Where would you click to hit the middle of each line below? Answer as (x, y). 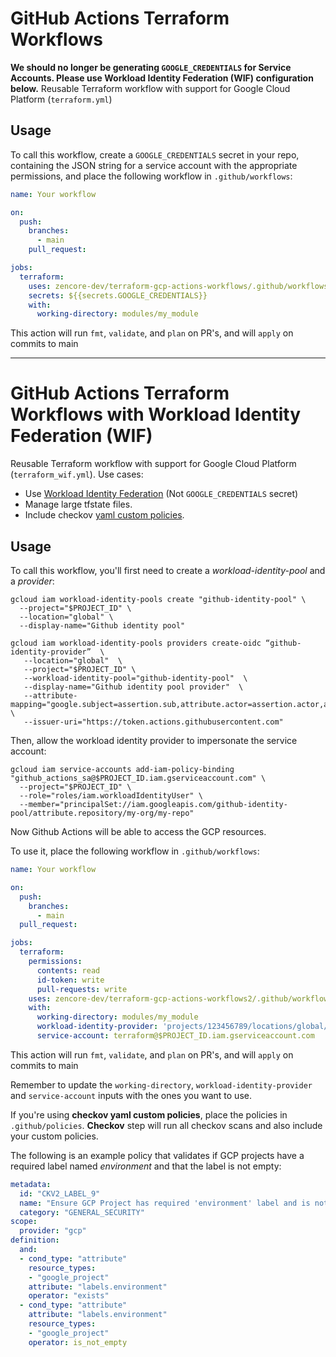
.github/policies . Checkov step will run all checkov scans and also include (166, 1125)
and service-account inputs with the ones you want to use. (131, 1095)
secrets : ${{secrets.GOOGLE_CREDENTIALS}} (118, 295)
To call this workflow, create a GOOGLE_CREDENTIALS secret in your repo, (155, 154)
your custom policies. (54, 1136)
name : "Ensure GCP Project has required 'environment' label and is (165, 1203)
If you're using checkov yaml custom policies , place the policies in (149, 1114)
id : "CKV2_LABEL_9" (60, 1193)
